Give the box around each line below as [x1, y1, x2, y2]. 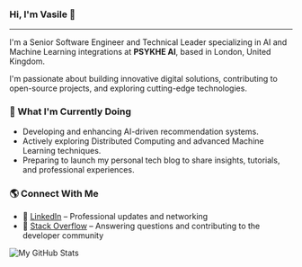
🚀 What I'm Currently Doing [9, 105, 132, 118]
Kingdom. [9, 56, 46, 67]
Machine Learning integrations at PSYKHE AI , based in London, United [9, 47, 271, 58]
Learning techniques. [22, 145, 102, 156]
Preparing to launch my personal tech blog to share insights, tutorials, [22, 155, 280, 165]
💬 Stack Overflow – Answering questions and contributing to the [22, 220, 261, 231]
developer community [22, 229, 104, 241]
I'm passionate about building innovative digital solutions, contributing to [9, 74, 279, 85]
